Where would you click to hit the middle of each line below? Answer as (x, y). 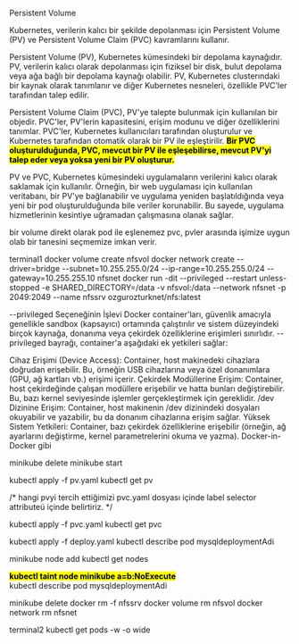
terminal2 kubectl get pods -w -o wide (80, 630)
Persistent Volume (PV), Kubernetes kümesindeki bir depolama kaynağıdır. (146, 57)
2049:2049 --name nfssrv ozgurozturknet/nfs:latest (105, 297)
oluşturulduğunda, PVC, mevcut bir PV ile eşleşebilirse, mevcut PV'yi (141, 150)
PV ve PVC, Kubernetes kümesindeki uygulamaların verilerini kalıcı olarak (144, 177)
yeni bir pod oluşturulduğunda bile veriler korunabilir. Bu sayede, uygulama (146, 205)
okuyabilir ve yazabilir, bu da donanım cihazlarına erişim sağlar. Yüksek (140, 417)
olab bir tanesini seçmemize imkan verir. (83, 242)
